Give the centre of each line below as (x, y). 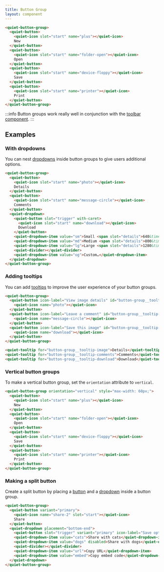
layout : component (24, 14)
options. (13, 164)
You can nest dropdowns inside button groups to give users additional (75, 159)
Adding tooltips (24, 276)
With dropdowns (25, 148)
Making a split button (31, 481)
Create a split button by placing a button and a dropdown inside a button (78, 491)
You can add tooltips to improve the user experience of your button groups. (81, 287)
